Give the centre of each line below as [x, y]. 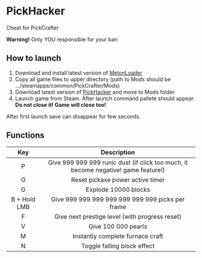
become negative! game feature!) [118, 170]
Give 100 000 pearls [118, 226]
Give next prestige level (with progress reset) [118, 217]
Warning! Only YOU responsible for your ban [62, 39]
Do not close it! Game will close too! [60, 105]
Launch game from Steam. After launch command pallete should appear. [105, 98]
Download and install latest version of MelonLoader [78, 73]
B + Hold [23, 199]
